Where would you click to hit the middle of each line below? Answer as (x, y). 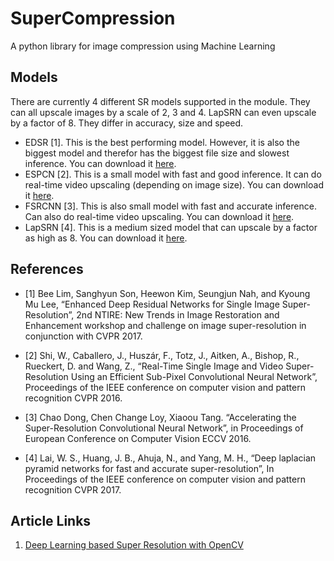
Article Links (51, 520)
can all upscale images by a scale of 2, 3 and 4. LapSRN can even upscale (163, 112)
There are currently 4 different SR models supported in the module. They (160, 101)
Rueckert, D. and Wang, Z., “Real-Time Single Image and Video (154, 366)
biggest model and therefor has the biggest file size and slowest (157, 153)
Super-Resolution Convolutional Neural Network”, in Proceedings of (164, 428)
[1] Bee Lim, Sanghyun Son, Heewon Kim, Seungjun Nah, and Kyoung (167, 293)
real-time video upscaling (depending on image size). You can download (174, 184)
